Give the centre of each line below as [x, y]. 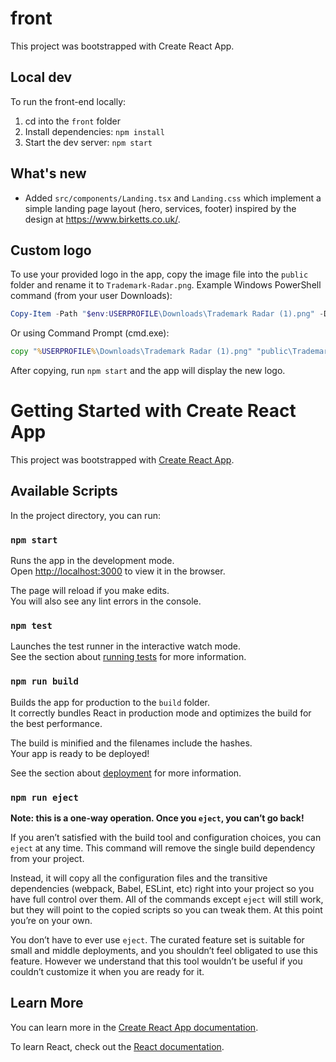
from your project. [47, 859]
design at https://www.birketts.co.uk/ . [102, 219]
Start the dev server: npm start [88, 142]
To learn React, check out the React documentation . [117, 1046]
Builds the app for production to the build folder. [110, 702]
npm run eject [44, 797]
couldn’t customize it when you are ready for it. [107, 972]
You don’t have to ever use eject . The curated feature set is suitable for [157, 940]
